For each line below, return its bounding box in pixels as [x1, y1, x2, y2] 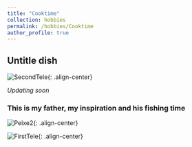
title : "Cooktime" [7, 10, 60, 17]
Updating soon [7, 87, 50, 95]
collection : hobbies [7, 16, 67, 23]
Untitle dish [7, 54, 58, 66]
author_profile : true [7, 29, 70, 36]
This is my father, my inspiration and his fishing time [7, 103, 186, 113]
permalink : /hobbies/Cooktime [7, 23, 94, 30]
